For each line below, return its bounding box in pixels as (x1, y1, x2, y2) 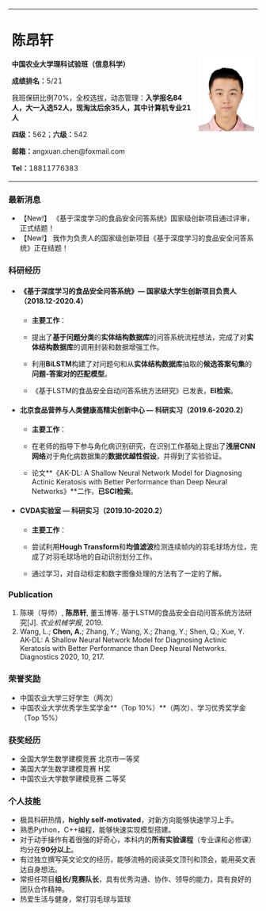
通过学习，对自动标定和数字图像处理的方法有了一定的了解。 (31, 568, 226, 579)
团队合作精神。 (19, 885, 69, 894)
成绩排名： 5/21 (11, 76, 63, 86)
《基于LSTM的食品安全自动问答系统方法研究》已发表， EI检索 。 (31, 385, 237, 395)
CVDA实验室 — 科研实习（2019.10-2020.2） (19, 506, 166, 515)
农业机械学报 (39, 618, 82, 627)
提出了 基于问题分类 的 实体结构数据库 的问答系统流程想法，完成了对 (31, 332, 247, 342)
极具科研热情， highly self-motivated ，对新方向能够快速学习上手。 (19, 815, 239, 825)
